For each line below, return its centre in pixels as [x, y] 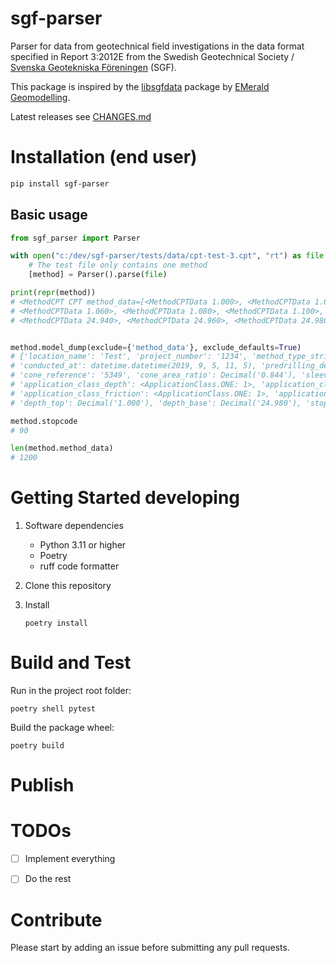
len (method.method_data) [62, 448]
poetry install [56, 623]
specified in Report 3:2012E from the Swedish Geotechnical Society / [152, 56]
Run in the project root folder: [71, 691]
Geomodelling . [40, 97]
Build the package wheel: [62, 728]
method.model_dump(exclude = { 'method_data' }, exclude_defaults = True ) [156, 347]
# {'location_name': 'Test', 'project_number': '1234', [129, 357]
